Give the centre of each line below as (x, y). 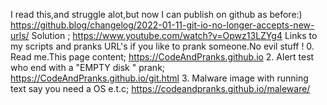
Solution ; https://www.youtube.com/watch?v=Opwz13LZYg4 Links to (174, 35)
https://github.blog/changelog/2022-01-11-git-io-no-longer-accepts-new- (162, 25)
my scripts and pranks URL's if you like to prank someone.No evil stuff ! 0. (162, 46)
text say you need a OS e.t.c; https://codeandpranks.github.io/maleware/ (160, 88)
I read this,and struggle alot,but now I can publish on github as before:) (156, 14)
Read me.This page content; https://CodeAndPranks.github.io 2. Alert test (162, 57)
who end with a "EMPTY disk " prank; (88, 67)
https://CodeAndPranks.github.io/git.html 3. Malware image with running (159, 78)
